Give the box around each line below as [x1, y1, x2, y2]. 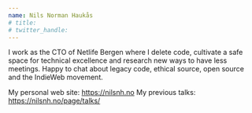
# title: [8, 19, 37, 27]
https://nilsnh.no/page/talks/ [8, 96, 101, 106]
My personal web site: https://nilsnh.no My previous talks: [8, 88, 196, 97]
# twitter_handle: [8, 26, 69, 34]
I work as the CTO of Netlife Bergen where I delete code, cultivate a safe [8, 48, 243, 57]
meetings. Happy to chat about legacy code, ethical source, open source [8, 64, 244, 74]
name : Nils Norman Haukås [8, 11, 93, 20]
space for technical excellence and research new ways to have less [8, 56, 228, 65]
